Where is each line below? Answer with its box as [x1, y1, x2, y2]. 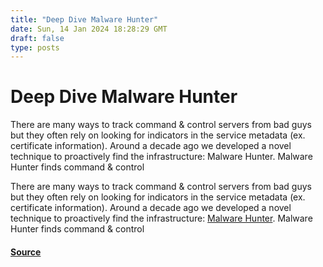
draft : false [10, 33, 65, 43]
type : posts [10, 42, 60, 53]
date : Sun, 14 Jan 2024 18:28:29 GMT [10, 24, 168, 34]
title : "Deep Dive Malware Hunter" [10, 14, 159, 25]
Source [10, 246, 42, 258]
